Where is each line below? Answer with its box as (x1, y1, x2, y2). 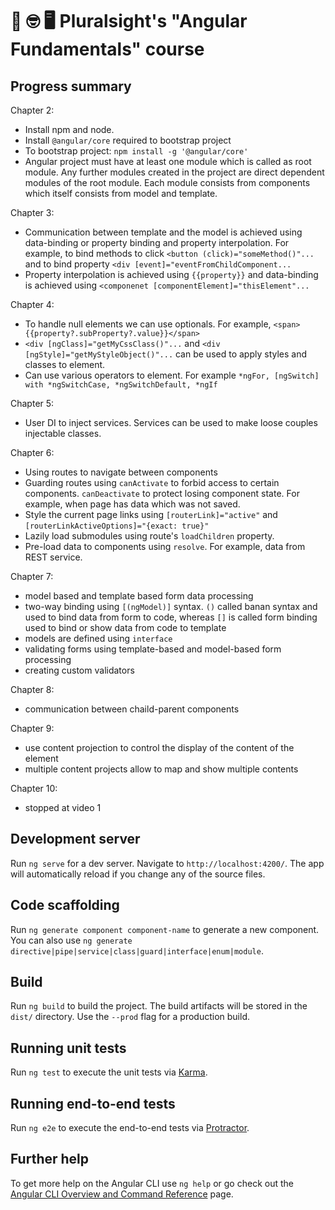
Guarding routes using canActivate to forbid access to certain (24, 477, 280, 488)
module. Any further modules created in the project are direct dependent (24, 166, 325, 178)
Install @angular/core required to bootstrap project (24, 134, 232, 146)
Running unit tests (10, 1039, 127, 1057)
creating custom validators (24, 664, 135, 676)
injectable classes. (24, 428, 102, 439)
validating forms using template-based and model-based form (24, 643, 282, 655)
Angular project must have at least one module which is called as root (24, 156, 312, 167)
